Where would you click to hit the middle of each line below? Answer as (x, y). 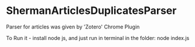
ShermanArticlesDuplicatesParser (91, 11)
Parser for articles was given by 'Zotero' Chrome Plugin (73, 27)
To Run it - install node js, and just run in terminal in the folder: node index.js (98, 38)
